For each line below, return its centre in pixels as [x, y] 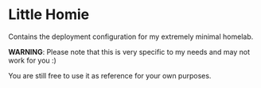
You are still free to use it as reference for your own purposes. [110, 75]
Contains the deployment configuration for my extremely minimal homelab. [131, 36]
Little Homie [49, 15]
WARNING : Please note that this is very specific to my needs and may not [129, 52]
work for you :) [33, 60]
